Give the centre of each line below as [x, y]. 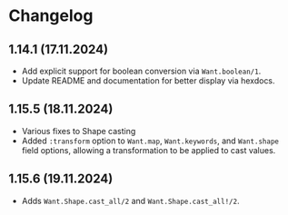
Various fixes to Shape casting [79, 131]
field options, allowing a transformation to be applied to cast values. [149, 150]
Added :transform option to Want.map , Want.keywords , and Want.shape [150, 141]
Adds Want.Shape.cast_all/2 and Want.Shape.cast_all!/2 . [130, 200]
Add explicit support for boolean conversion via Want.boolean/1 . [141, 71]
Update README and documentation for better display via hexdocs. [148, 81]
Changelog [51, 16]
